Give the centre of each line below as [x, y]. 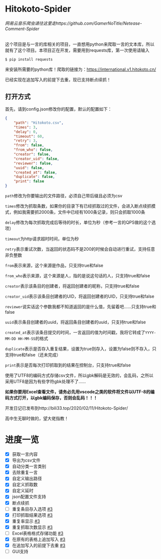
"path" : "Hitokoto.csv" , [39, 123]
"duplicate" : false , [34, 177]
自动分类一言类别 [29, 466]
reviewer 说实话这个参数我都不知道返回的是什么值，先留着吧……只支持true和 [80, 307]
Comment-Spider [22, 29]
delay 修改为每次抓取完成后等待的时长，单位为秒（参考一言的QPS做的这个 [78, 223]
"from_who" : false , [33, 150]
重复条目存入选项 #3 [32, 509]
